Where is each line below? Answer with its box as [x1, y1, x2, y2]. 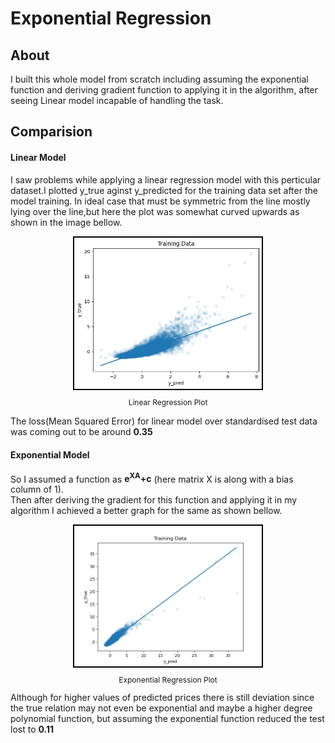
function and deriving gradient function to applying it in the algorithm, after [10, 84, 318, 96]
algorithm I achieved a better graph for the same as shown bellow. [10, 505, 283, 517]
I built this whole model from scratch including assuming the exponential [10, 73, 309, 85]
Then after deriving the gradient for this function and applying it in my [10, 494, 298, 506]
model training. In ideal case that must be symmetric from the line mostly [10, 195, 311, 207]
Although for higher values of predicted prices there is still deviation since [10, 692, 315, 704]
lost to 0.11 [10, 723, 54, 736]
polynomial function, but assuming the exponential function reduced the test [10, 713, 325, 725]
